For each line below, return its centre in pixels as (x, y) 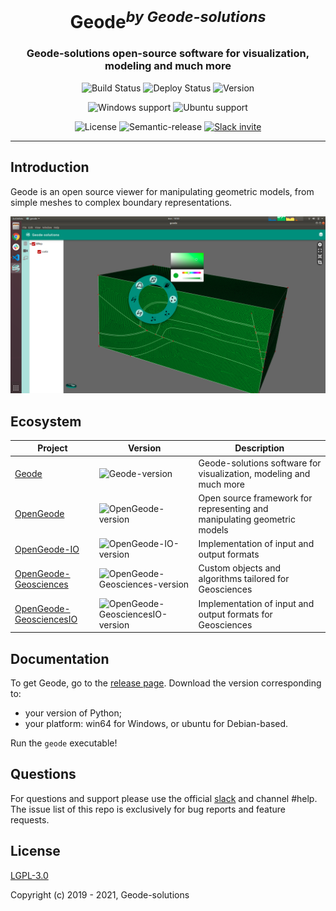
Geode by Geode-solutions (168, 20)
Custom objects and (240, 568)
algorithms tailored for (244, 579)
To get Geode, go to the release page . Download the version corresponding (166, 683)
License (35, 851)
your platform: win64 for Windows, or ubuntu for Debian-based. (156, 723)
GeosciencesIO (46, 619)
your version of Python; (73, 713)
